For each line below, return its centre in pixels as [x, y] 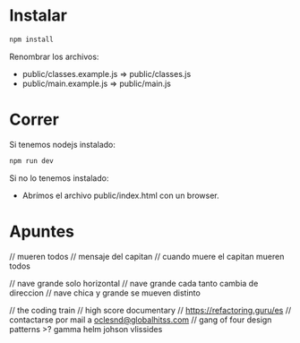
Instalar [38, 16]
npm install [31, 39]
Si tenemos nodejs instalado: [63, 144]
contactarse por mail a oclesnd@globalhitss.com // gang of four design [141, 320]
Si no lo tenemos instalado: [59, 178]
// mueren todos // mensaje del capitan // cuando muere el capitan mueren [147, 256]
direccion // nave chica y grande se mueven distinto [105, 293]
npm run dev [31, 161]
